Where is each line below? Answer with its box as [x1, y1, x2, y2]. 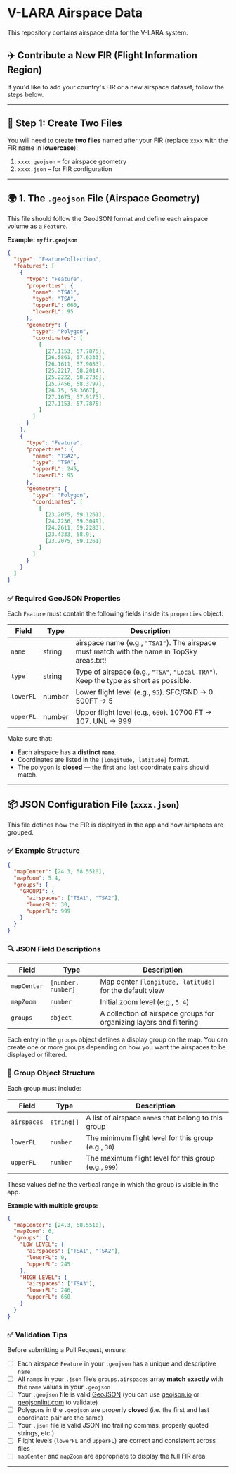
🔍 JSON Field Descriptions [7, 944, 101, 954]
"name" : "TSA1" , [32, 289, 80, 296]
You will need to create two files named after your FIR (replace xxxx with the [7, 136, 228, 144]
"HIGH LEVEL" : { [20, 1273, 68, 1281]
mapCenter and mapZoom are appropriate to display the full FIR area [17, 1452, 206, 1461]
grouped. [7, 828, 34, 837]
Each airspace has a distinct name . [17, 748, 117, 756]
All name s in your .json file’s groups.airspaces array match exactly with [17, 1375, 223, 1383]
